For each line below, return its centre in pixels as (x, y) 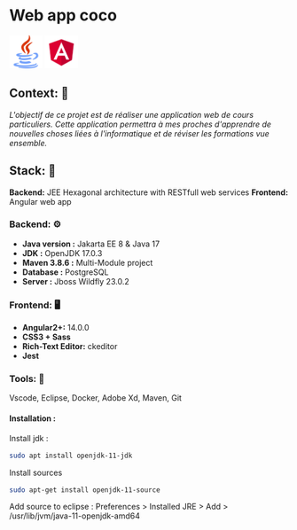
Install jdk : (29, 438)
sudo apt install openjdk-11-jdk (71, 456)
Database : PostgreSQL (65, 272)
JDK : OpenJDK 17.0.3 (62, 253)
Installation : (32, 418)
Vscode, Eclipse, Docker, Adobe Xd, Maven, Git (95, 398)
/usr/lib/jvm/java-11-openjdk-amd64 (74, 516)
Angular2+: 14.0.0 (56, 328)
